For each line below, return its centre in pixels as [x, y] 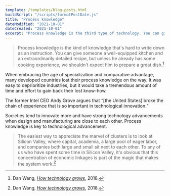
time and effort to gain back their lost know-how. [56, 90]
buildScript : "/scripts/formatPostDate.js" [52, 15]
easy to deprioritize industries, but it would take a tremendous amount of [81, 85]
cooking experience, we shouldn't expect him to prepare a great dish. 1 [91, 64]
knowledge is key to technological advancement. [56, 126]
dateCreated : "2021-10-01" [34, 29]
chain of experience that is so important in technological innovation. [76, 106]
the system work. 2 [37, 163]
